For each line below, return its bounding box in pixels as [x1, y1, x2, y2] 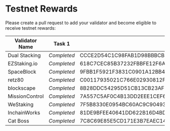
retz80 [8, 76, 24, 83]
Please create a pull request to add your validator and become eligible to [5, 20, 157, 26]
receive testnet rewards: [5, 25, 56, 31]
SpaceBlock [8, 68, 36, 75]
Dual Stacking [8, 51, 41, 58]
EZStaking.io [8, 60, 38, 67]
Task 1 [53, 40, 70, 47]
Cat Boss [8, 117, 29, 124]
